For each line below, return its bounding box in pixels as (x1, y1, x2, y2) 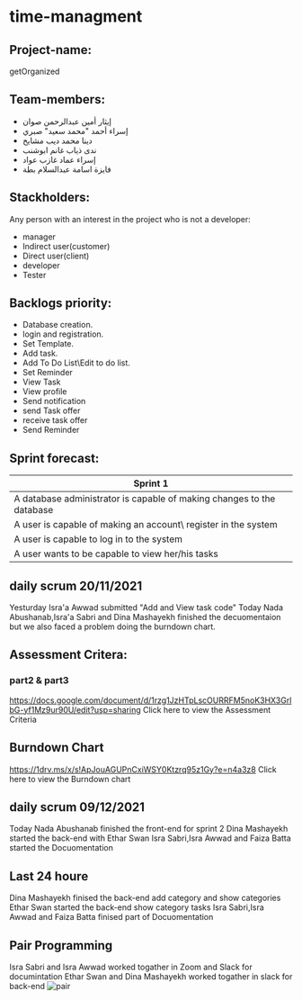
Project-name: (9, 42, 93, 58)
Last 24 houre (9, 869, 89, 884)
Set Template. (22, 338, 75, 349)
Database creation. (22, 320, 93, 330)
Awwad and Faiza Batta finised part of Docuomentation (9, 912, 214, 923)
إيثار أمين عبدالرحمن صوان (22, 115, 112, 127)
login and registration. (22, 329, 104, 339)
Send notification (22, 396, 86, 407)
